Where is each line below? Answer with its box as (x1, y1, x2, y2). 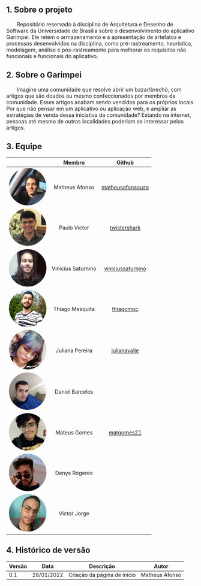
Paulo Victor (59, 224, 89, 231)
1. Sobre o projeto (6, 5, 73, 15)
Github (116, 159, 134, 166)
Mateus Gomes (55, 428, 93, 436)
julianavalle (111, 347, 139, 354)
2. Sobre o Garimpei (6, 70, 82, 80)
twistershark (110, 224, 141, 231)
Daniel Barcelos (55, 388, 94, 395)
